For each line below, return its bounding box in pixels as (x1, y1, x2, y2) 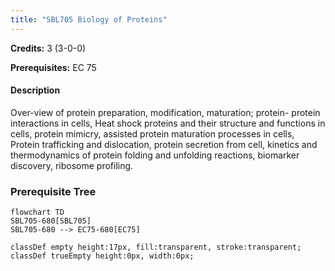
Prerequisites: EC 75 (10, 61, 97, 73)
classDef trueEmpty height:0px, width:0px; (10, 251, 195, 261)
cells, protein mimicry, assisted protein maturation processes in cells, (10, 127, 295, 140)
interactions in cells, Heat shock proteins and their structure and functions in (10, 117, 326, 129)
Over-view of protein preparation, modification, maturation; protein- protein (10, 106, 321, 118)
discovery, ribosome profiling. (10, 159, 134, 171)
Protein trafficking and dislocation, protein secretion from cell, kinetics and (10, 138, 318, 150)
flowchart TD (10, 207, 65, 218)
